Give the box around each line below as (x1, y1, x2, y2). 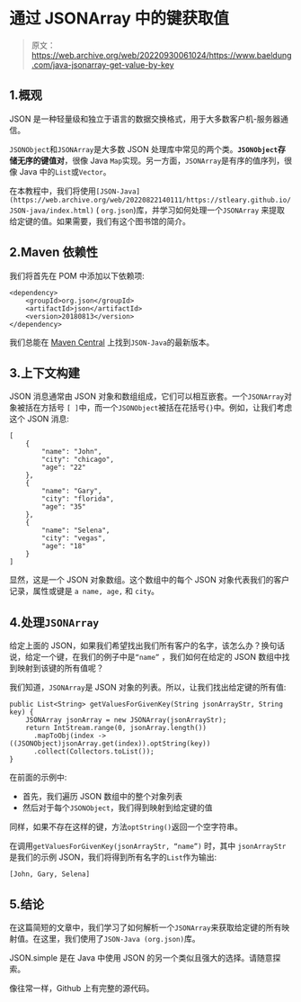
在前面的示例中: (9, 772, 67, 783)
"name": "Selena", (41, 526, 111, 536)
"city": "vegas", (41, 534, 106, 543)
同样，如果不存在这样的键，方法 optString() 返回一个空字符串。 (9, 821, 243, 833)
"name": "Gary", (41, 487, 102, 496)
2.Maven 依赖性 (9, 245, 99, 260)
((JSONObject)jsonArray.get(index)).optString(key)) (9, 739, 211, 748)
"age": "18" (41, 542, 87, 551)
